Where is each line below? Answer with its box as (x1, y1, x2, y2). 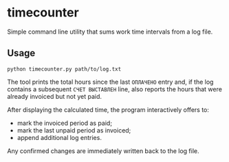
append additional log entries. (17, 133, 102, 141)
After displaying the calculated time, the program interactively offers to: (7, 105, 210, 114)
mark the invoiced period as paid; (17, 119, 112, 127)
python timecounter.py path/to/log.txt (7, 65, 122, 73)
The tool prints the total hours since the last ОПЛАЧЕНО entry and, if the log (7, 78, 214, 86)
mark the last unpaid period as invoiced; (17, 126, 131, 135)
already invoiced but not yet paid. (7, 92, 102, 100)
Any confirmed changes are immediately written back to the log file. (7, 146, 199, 155)
